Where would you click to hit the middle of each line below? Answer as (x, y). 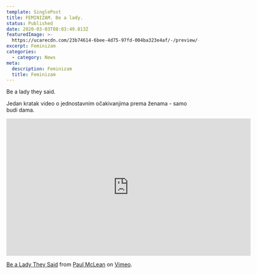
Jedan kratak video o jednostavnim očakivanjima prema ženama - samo (97, 104)
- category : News (34, 57)
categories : (21, 52)
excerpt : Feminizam (31, 46)
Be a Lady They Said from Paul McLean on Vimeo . (69, 265)
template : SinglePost (34, 12)
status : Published (30, 23)
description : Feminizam (42, 69)
